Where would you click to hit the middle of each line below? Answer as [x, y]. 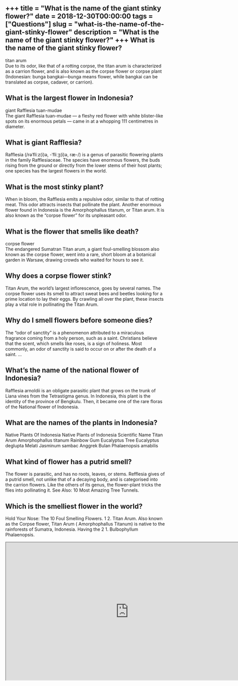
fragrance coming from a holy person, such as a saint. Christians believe [81, 338]
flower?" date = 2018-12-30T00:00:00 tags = [79, 17]
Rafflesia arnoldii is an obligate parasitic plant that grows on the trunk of [81, 390]
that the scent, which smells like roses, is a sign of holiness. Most [74, 344]
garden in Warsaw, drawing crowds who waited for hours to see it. [75, 260]
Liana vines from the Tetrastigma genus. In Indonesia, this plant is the [78, 396]
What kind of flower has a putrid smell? [69, 462]
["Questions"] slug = [39, 24]
